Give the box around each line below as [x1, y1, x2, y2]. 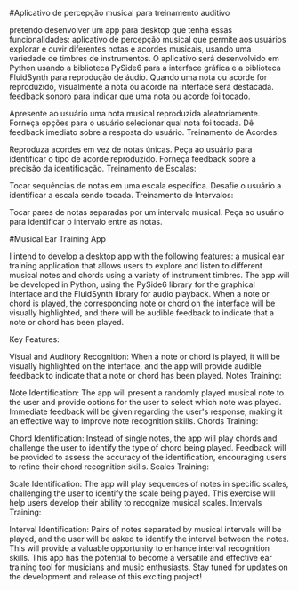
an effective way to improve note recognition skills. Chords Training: [9, 416, 259, 426]
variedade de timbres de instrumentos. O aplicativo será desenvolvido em [9, 53, 280, 63]
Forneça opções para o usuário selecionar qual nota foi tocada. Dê [9, 117, 254, 128]
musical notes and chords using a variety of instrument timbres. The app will [9, 270, 290, 280]
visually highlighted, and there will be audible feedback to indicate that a [9, 307, 274, 318]
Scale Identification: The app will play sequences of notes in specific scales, [9, 479, 289, 489]
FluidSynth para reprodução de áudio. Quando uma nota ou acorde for [9, 72, 268, 83]
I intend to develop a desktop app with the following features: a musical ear [9, 251, 285, 261]
